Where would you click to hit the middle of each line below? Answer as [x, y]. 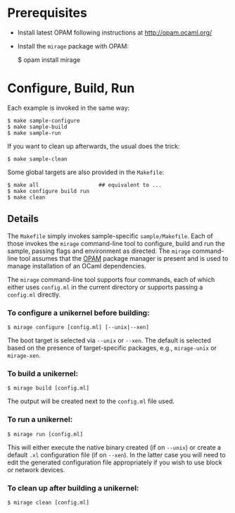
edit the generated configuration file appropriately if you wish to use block [115, 462]
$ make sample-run [34, 133]
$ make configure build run [49, 191]
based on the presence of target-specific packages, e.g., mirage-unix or [112, 347]
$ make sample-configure [44, 120]
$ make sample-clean [38, 159]
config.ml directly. [34, 295]
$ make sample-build [38, 127]
